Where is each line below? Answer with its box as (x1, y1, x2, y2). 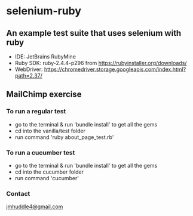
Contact (6, 189, 30, 198)
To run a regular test (6, 107, 66, 116)
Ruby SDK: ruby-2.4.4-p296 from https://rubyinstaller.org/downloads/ (14, 60, 187, 66)
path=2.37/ (14, 72, 43, 79)
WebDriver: (14, 66, 43, 73)
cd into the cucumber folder (14, 168, 84, 175)
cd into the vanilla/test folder (14, 127, 85, 134)
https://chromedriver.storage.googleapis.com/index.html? (44, 66, 186, 73)
